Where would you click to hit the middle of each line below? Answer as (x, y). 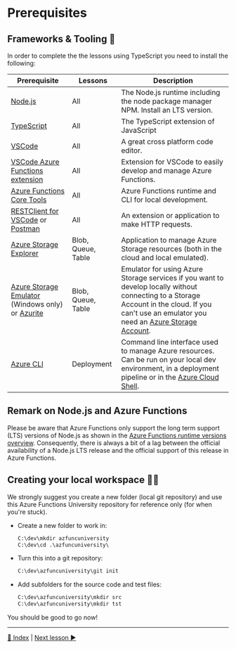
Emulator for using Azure (162, 269)
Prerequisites (47, 13)
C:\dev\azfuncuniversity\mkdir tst (70, 604)
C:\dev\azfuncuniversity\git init (68, 571)
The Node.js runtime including (171, 92)
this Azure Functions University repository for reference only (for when (110, 504)
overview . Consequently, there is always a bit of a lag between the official (114, 443)
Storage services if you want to (172, 278)
